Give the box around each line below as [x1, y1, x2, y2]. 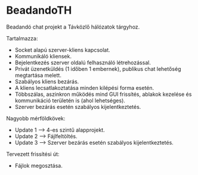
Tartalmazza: [6, 35, 38, 42]
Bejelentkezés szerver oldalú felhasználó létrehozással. [14, 59, 151, 66]
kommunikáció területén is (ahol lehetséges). [14, 96, 125, 104]
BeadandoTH [6, 4, 72, 17]
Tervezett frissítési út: [6, 150, 60, 158]
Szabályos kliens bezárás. [14, 78, 79, 85]
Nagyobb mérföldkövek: [6, 114, 66, 122]
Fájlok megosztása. [14, 162, 63, 169]
